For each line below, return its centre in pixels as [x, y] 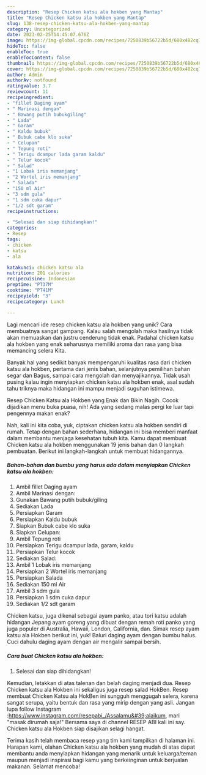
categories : [22, 228]
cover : [15, 69]
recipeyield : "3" [29, 296]
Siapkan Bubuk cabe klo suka [53, 526]
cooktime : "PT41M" [30, 290]
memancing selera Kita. [37, 350]
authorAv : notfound [32, 80]
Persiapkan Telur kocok [45, 552]
